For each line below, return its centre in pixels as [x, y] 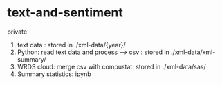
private [17, 32]
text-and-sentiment [65, 13]
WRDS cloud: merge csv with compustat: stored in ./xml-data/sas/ [111, 66]
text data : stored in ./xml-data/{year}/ [71, 45]
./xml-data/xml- [193, 52]
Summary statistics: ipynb [54, 74]
